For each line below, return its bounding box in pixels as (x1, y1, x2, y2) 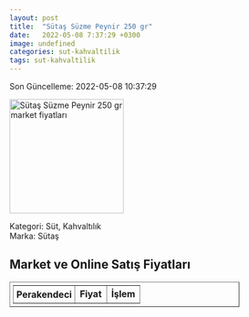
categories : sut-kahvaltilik (9, 48, 120, 57)
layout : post (9, 13, 59, 23)
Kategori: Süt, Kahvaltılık (9, 221, 102, 231)
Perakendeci (16, 288, 73, 301)
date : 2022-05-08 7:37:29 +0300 (9, 30, 141, 39)
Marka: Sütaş (9, 230, 59, 241)
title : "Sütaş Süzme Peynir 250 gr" (9, 22, 153, 31)
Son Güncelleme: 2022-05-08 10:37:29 (9, 81, 157, 91)
